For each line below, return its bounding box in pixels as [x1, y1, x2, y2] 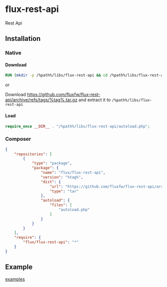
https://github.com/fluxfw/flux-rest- [27, 91, 100, 98]
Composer [5, 136, 31, 143]
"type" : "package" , [31, 161, 72, 166]
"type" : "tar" [49, 189, 79, 194]
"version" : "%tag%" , [40, 175, 83, 180]
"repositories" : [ [14, 151, 52, 157]
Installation [5, 34, 41, 43]
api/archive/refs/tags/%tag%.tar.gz [5, 97, 78, 103]
